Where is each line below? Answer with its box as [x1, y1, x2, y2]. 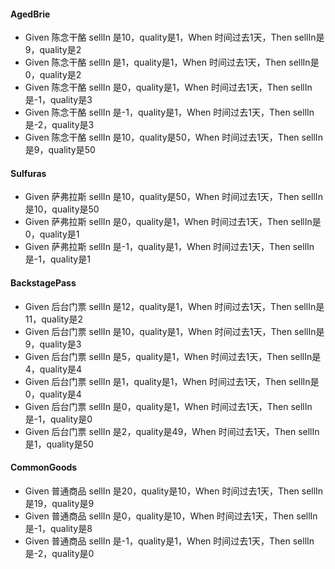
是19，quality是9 [24, 497, 95, 509]
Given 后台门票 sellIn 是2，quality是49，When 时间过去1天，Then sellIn [24, 425, 320, 437]
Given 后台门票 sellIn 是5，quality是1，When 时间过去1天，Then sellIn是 [24, 350, 322, 362]
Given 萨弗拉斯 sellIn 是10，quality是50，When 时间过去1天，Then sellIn [24, 191, 323, 203]
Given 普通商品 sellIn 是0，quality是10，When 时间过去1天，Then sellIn [24, 510, 318, 522]
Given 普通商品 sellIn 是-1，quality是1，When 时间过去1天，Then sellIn [24, 535, 315, 547]
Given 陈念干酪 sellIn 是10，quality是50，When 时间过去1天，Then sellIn [24, 131, 323, 144]
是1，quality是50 [24, 438, 94, 450]
